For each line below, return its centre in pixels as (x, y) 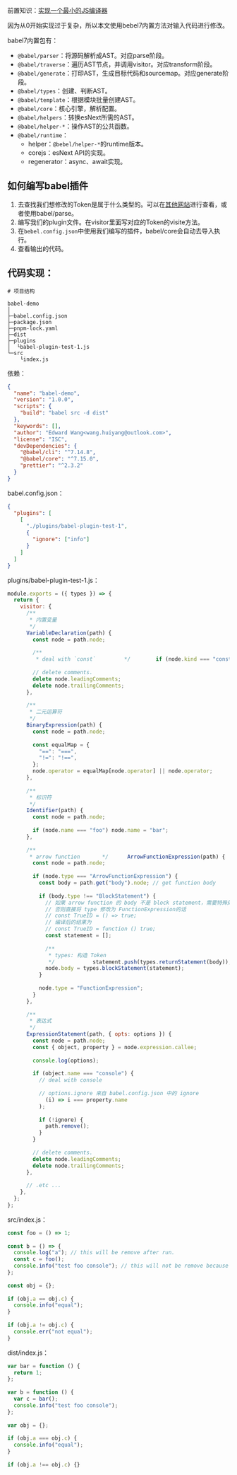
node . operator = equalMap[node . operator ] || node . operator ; (123, 771)
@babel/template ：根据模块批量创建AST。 (78, 100)
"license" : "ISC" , (41, 439)
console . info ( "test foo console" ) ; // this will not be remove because (121, 1266)
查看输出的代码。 (42, 248)
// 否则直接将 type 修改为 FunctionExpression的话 (116, 909)
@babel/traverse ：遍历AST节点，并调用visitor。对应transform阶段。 (117, 64)
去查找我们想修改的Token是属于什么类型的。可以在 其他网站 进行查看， (119, 204)
